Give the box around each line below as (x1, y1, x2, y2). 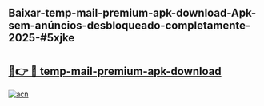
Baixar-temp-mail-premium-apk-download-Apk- (8, 6, 257, 20)
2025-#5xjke (8, 31, 75, 45)
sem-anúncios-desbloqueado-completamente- (8, 19, 251, 33)
